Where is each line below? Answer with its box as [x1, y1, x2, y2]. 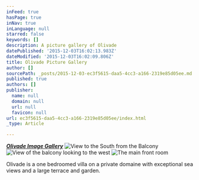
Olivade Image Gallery [6, 143, 64, 150]
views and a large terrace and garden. [6, 167, 100, 175]
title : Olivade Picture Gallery [6, 59, 87, 65]
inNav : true [6, 20, 36, 26]
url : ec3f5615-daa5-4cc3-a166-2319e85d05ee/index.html [6, 115, 147, 121]
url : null [11, 104, 36, 110]
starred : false [6, 31, 44, 37]
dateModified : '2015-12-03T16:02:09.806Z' [6, 54, 114, 60]
